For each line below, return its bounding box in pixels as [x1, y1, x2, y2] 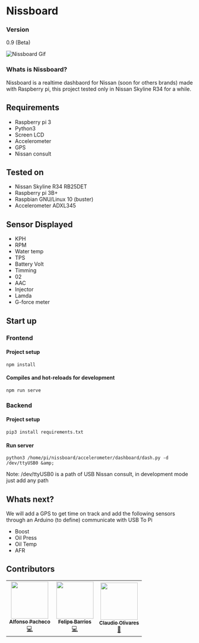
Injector [14, 286, 34, 293]
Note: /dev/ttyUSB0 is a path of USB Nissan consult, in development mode [6, 471, 188, 478]
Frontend [6, 334, 33, 342]
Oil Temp [14, 541, 37, 548]
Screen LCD [14, 131, 45, 138]
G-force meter [14, 299, 50, 306]
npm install [6, 362, 36, 368]
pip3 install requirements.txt [6, 429, 84, 436]
